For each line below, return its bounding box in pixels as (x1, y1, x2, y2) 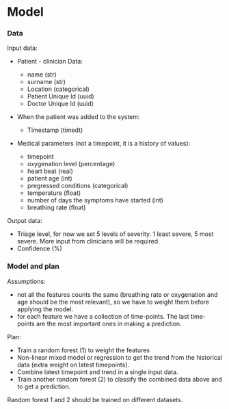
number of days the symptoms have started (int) (27, 196, 164, 204)
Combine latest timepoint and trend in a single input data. (16, 367, 179, 376)
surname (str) (27, 78, 66, 86)
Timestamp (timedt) (27, 126, 83, 134)
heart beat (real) (27, 167, 74, 175)
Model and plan (7, 261, 59, 271)
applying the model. (16, 305, 74, 313)
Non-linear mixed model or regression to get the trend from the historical (16, 353, 223, 361)
